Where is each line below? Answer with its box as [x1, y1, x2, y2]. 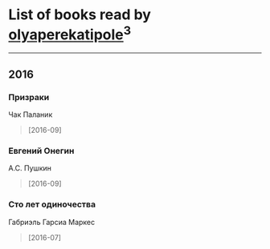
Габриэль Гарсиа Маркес [8, 217, 96, 227]
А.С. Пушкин [8, 163, 52, 173]
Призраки [8, 91, 50, 102]
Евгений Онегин [8, 145, 75, 156]
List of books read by [8, 6, 151, 24]
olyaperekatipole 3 [8, 22, 132, 44]
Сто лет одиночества [8, 199, 96, 210]
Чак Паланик [8, 110, 53, 119]
